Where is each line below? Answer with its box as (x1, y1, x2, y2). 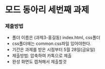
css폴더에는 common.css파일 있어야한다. (12, 41, 91, 46)
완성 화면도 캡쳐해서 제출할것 (12, 59, 67, 65)
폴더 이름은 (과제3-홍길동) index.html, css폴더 (12, 35, 101, 41)
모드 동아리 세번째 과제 (5, 4, 90, 15)
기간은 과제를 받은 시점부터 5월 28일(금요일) (12, 47, 96, 53)
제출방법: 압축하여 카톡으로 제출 (12, 53, 72, 58)
